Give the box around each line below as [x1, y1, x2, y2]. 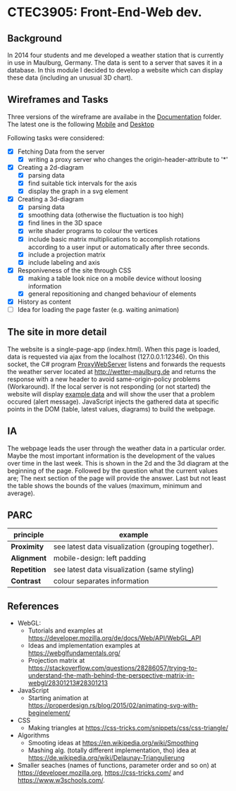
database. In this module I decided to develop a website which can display [7, 66, 223, 74]
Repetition [11, 565, 46, 575]
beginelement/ [27, 709, 70, 717]
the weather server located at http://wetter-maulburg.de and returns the [7, 367, 216, 375]
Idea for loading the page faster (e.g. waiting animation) [17, 305, 180, 313]
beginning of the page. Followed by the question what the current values [7, 466, 218, 475]
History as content [17, 297, 72, 306]
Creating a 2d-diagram [17, 163, 85, 171]
